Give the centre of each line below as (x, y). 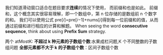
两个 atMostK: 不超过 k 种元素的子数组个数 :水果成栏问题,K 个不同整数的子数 (81, 41)
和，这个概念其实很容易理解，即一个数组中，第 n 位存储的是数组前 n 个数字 (81, 14)
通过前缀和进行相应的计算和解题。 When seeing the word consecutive (77, 26)
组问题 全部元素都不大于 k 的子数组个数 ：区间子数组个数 (62, 47)
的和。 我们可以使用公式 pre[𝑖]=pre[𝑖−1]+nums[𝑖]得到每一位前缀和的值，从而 (82, 20)
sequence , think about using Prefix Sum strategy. (56, 31)
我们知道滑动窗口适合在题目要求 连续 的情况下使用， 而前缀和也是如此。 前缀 (81, 8)
